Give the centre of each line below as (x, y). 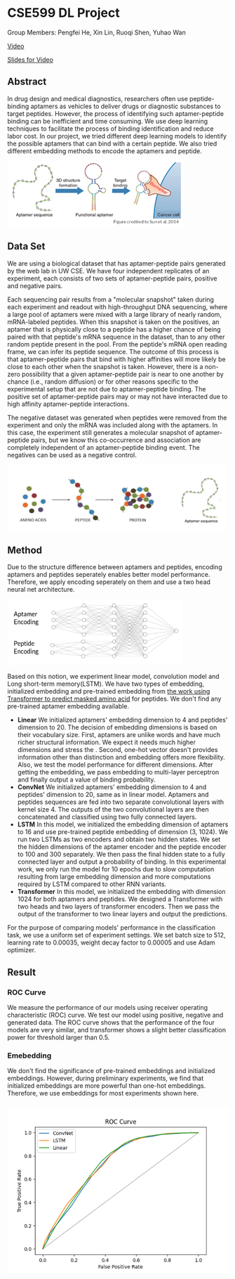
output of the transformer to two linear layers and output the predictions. (122, 914)
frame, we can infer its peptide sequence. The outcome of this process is (113, 351)
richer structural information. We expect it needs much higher (107, 742)
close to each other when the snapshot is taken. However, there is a (105, 366)
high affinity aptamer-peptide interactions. (68, 404)
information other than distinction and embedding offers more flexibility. (121, 758)
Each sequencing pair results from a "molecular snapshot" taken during (110, 299)
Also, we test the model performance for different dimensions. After (115, 765)
